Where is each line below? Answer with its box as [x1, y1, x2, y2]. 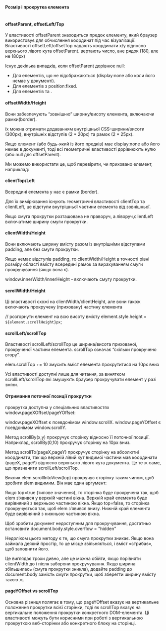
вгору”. [5, 352, 20, 358]
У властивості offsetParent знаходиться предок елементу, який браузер [5, 32, 158, 38]
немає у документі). [12, 78, 55, 84]
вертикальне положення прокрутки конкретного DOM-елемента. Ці [5, 610, 150, 616]
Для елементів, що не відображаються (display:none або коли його [12, 73, 155, 79]
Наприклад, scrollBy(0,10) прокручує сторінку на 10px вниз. [5, 439, 131, 445]
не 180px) [5, 53, 26, 59]
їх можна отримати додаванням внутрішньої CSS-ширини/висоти [5, 126, 145, 132]
